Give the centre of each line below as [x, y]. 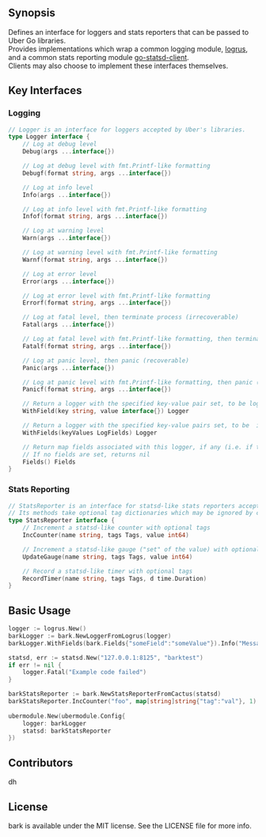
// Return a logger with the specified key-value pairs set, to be [136, 426]
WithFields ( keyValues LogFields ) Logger [90, 433]
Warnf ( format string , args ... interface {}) [95, 259]
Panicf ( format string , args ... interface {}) [97, 390]
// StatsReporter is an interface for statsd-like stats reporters [122, 506]
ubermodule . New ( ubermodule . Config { [67, 716]
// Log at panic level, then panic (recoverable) [106, 360]
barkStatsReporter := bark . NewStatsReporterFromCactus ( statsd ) [115, 694]
